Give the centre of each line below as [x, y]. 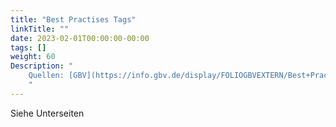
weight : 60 [33, 57]
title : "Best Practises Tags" [73, 19]
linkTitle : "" [40, 29]
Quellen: [46, 76]
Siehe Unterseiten [47, 113]
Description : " [42, 66]
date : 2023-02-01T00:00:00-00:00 [80, 38]
